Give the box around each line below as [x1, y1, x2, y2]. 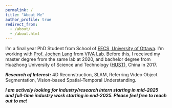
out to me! [5, 98, 28, 104]
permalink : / [5, 7, 33, 13]
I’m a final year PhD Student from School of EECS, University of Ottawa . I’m [5, 46, 164, 51]
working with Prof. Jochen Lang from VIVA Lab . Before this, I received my [5, 51, 160, 57]
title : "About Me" [5, 12, 45, 17]
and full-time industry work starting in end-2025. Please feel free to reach [5, 93, 167, 98]
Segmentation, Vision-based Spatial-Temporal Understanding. [5, 77, 137, 83]
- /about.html [10, 31, 40, 36]
